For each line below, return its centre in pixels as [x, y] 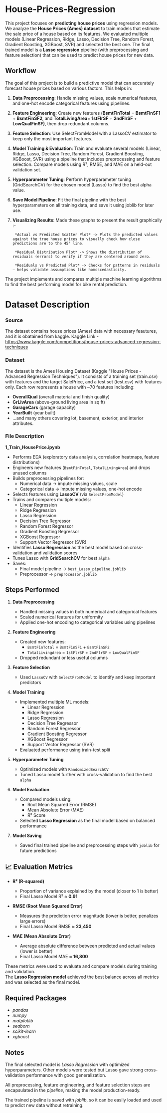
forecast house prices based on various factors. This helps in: [69, 88]
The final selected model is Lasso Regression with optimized [67, 1065]
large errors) [33, 921]
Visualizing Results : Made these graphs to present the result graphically [87, 220]
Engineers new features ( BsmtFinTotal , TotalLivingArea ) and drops [81, 468]
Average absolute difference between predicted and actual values [87, 946]
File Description [25, 436]
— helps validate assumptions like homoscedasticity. [69, 270]
